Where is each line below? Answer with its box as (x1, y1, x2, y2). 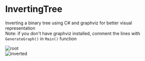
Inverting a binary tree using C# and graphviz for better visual (5, 20, 132, 26)
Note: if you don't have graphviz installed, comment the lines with (5, 30, 140, 36)
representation (5, 25, 35, 31)
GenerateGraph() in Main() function (5, 36, 77, 42)
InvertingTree (5, 3, 62, 15)
